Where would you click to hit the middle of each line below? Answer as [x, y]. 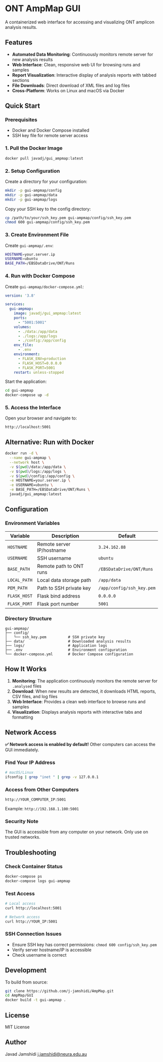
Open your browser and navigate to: [41, 418]
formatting [22, 717]
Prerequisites [21, 120]
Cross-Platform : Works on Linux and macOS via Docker [68, 90]
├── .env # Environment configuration [66, 650]
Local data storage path [64, 580]
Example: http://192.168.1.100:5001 [42, 808]
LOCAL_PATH [20, 580]
